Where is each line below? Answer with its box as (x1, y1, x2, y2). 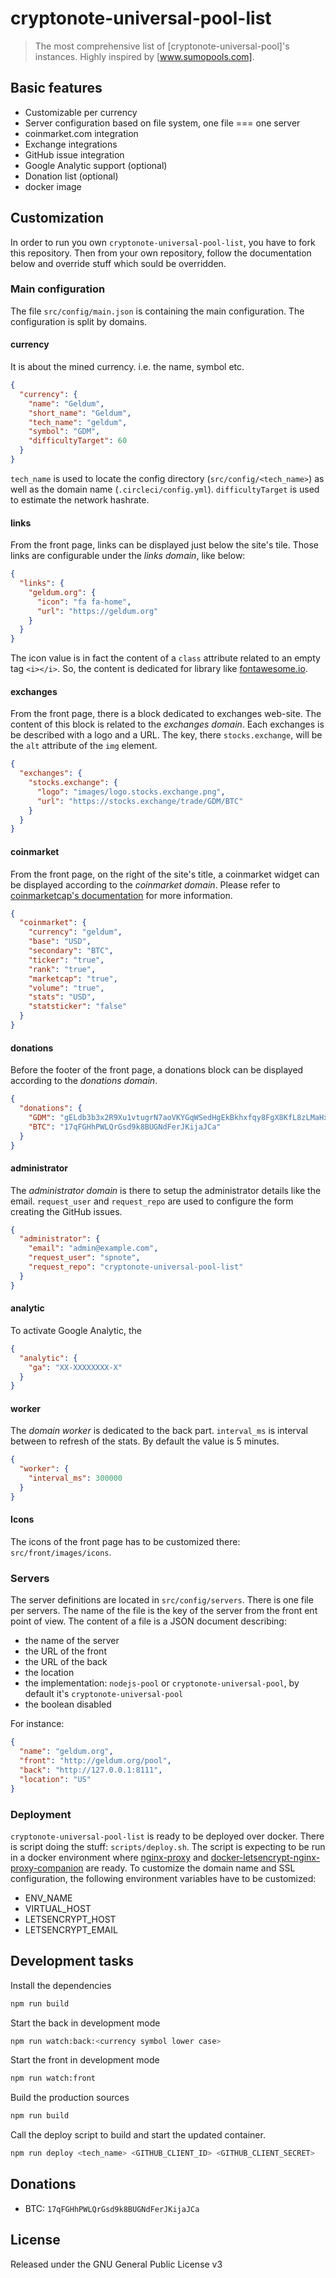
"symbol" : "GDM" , (28, 427, 101, 437)
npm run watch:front (10, 2073, 97, 2084)
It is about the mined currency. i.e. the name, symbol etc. (10, 361, 245, 373)
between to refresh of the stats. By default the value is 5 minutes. (10, 1435, 280, 1447)
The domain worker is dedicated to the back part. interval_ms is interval (10, 1425, 308, 1437)
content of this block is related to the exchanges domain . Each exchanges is (10, 718, 325, 731)
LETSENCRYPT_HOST (24, 1913, 117, 1925)
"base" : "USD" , (28, 937, 92, 947)
